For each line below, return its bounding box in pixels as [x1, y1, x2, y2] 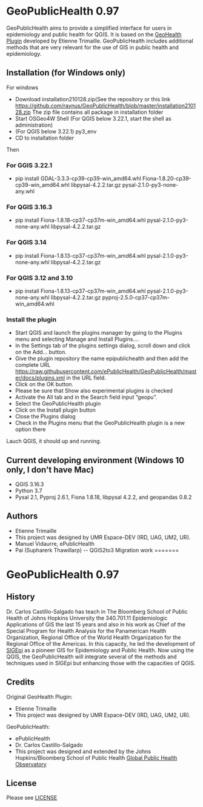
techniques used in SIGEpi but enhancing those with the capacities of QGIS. [6, 659, 196, 666]
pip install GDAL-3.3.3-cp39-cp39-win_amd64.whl [15, 175, 141, 182]
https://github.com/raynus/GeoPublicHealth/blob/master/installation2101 [15, 102, 196, 109]
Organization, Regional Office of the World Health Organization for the [6, 634, 181, 641]
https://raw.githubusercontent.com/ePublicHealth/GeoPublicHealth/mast [15, 368, 197, 375]
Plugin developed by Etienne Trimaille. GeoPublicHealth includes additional [6, 37, 194, 44]
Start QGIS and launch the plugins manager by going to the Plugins [15, 329, 183, 337]
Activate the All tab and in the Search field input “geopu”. [15, 393, 158, 401]
